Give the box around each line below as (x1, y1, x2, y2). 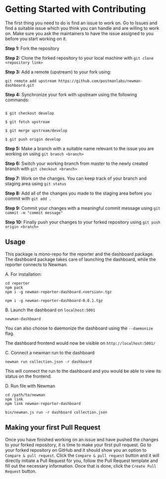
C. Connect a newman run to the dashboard (5, 349, 95, 355)
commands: (5, 97, 30, 103)
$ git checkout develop (5, 111, 55, 116)
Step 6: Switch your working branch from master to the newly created (5, 160, 148, 166)
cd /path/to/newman (5, 392, 46, 398)
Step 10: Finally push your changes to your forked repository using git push (5, 219, 161, 225)
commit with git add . (5, 195, 52, 202)
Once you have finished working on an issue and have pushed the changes (5, 436, 159, 442)
